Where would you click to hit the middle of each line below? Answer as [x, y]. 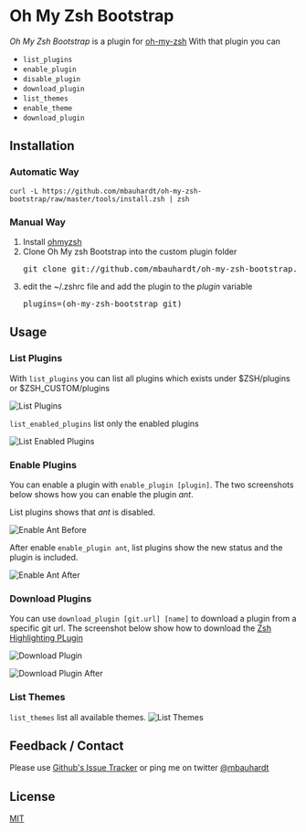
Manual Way [38, 222]
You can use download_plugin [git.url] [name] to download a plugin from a [153, 619]
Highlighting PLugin [47, 638]
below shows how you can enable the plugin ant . [101, 494]
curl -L [24, 191]
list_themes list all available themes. [78, 717]
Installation [42, 146]
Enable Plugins [43, 464]
